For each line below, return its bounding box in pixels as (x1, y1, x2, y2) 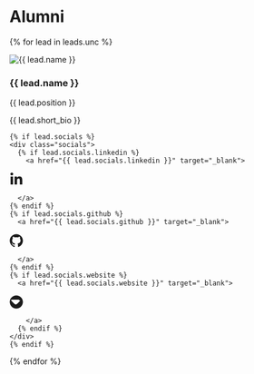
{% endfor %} (9, 356, 62, 367)
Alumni (9, 6, 65, 27)
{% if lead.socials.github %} (9, 210, 124, 219)
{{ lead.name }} (9, 76, 80, 89)
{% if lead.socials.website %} (9, 271, 128, 280)
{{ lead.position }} (9, 97, 76, 108)
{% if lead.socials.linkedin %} (17, 148, 141, 158)
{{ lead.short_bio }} (9, 115, 82, 126)
